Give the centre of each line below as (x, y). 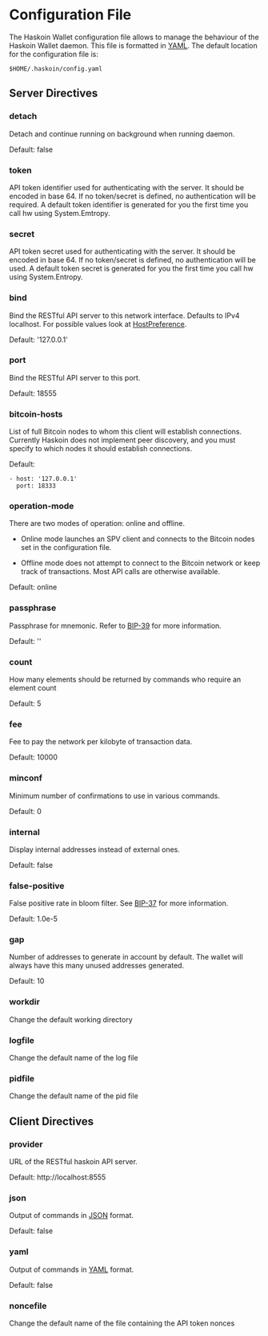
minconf (26, 778)
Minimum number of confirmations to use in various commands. (115, 796)
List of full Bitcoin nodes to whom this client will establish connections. (126, 432)
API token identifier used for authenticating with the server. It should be (127, 187)
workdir (25, 1002)
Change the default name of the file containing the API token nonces (122, 1323)
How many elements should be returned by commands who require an (125, 679)
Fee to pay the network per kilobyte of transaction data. (101, 742)
